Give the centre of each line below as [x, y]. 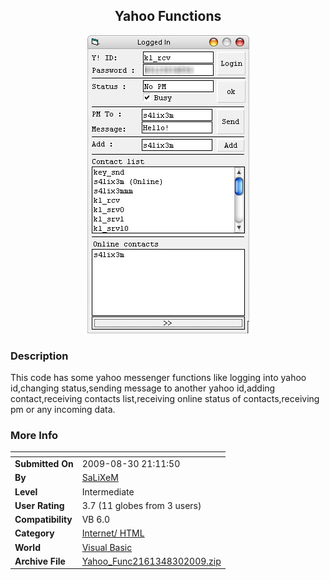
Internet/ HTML [113, 533]
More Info [34, 436]
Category [34, 533]
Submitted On [44, 464]
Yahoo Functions [168, 16]
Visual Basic [107, 547]
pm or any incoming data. [63, 410]
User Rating [39, 505]
